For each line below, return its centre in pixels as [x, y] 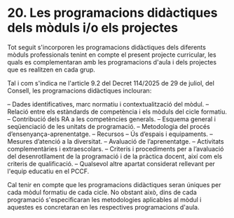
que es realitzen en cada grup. [51, 69]
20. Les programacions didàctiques [112, 13]
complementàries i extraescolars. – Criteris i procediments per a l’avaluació [116, 149]
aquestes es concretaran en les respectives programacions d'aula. [103, 207]
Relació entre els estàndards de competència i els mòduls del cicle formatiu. [117, 111]
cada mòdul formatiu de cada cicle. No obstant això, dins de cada [102, 192]
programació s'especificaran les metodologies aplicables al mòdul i [104, 199]
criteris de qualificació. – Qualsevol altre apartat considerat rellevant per [111, 163]
